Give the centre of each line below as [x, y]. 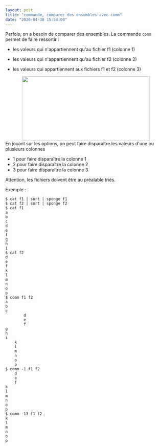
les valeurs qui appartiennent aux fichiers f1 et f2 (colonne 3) [77, 69]
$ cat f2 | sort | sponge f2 [36, 204]
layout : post [19, 10]
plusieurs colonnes [25, 149]
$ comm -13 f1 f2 [24, 414]
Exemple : [16, 190]
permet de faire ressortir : [32, 39]
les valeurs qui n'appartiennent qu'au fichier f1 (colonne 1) [74, 50]
